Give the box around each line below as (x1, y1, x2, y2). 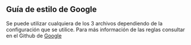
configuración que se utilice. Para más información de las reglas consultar (6, 26, 185, 33)
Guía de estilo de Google (6, 5, 97, 14)
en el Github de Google (6, 32, 62, 39)
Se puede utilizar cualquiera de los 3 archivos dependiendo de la (6, 20, 163, 27)
